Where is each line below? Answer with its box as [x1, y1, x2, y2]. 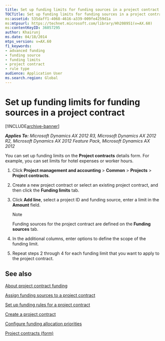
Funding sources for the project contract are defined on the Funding [12, 221, 151, 227]
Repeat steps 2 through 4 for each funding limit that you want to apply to [12, 250, 160, 256]
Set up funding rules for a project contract [5, 302, 90, 308]
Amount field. [12, 202, 41, 208]
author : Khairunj [5, 30, 41, 35]
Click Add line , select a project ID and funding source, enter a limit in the [12, 196, 160, 202]
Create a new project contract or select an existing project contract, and [12, 182, 159, 188]
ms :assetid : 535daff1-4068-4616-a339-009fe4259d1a [5, 16, 111, 21]
